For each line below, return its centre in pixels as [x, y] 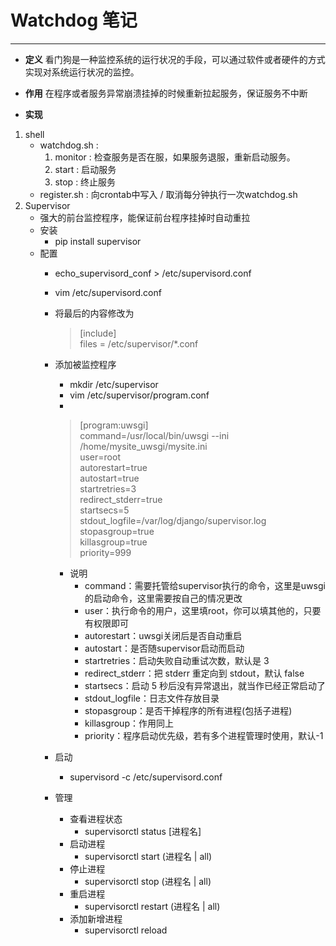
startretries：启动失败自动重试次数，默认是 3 [177, 660]
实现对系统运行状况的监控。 [82, 72]
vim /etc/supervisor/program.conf [139, 395]
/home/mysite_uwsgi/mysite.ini [143, 446]
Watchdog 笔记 [74, 20]
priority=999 [105, 552]
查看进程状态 [96, 818]
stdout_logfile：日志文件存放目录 [152, 698]
